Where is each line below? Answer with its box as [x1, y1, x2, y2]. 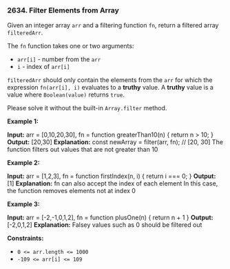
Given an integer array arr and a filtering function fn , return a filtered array [7, 21, 219, 30]
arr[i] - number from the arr [17, 55, 101, 63]
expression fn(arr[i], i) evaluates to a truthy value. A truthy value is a [7, 83, 213, 92]
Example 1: [7, 117, 39, 126]
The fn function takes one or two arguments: [7, 42, 134, 50]
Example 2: [7, 159, 40, 167]
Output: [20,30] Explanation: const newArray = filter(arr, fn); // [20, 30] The [7, 138, 224, 146]
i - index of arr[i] [17, 63, 70, 71]
